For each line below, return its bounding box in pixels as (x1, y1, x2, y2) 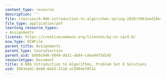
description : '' (5, 12, 39, 17)
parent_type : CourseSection (5, 48, 63, 53)
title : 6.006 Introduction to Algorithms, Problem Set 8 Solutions (5, 62, 147, 67)
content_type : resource (5, 7, 54, 12)
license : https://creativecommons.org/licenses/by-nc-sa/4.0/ (5, 35, 136, 40)
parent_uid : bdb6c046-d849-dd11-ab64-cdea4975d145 (5, 53, 112, 58)
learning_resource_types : (5, 26, 58, 30)
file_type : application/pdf (5, 21, 63, 26)
